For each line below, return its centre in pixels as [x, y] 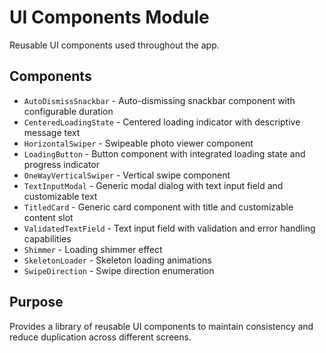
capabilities [47, 238]
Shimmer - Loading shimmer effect [93, 249]
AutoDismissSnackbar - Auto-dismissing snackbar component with [159, 100]
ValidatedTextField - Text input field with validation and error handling [169, 228]
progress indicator [62, 164]
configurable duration [68, 111]
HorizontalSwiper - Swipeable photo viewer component [138, 143]
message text [52, 132]
